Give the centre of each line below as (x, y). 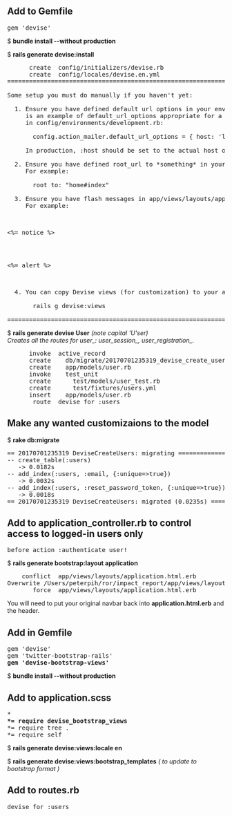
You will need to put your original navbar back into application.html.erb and (116, 603)
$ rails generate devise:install (51, 54)
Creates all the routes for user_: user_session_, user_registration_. (101, 340)
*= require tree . (38, 728)
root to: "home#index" (71, 185)
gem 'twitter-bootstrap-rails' (60, 656)
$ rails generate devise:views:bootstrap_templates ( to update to (102, 761)
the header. (23, 611)
